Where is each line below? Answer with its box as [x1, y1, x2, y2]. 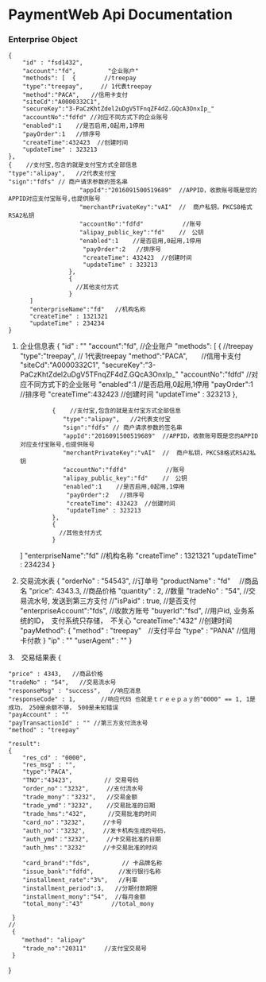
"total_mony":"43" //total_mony [22, 900, 155, 908]
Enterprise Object [8, 34, 78, 45]
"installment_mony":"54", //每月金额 [22, 893, 146, 901]
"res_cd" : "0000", [22, 754, 87, 762]
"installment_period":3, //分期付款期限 [22, 884, 158, 893]
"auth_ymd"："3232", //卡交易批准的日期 [22, 836, 161, 844]
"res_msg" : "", [22, 761, 77, 769]
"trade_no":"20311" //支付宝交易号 [22, 945, 147, 953]
